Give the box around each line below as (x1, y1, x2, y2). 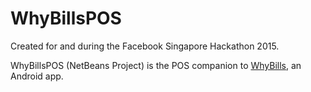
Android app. (10, 70, 64, 82)
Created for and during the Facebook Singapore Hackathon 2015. (10, 40, 280, 52)
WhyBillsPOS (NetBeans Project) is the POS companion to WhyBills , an (10, 59, 302, 71)
